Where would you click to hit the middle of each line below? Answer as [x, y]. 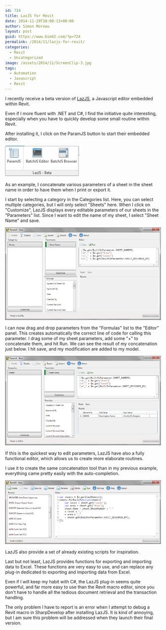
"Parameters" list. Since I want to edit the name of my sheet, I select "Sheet [82, 215]
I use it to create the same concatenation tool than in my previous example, [82, 468]
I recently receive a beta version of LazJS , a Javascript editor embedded [79, 98]
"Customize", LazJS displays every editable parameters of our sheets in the [82, 210]
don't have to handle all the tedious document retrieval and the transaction [81, 592]
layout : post [19, 32]
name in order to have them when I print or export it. [58, 190]
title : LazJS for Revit [30, 16]
